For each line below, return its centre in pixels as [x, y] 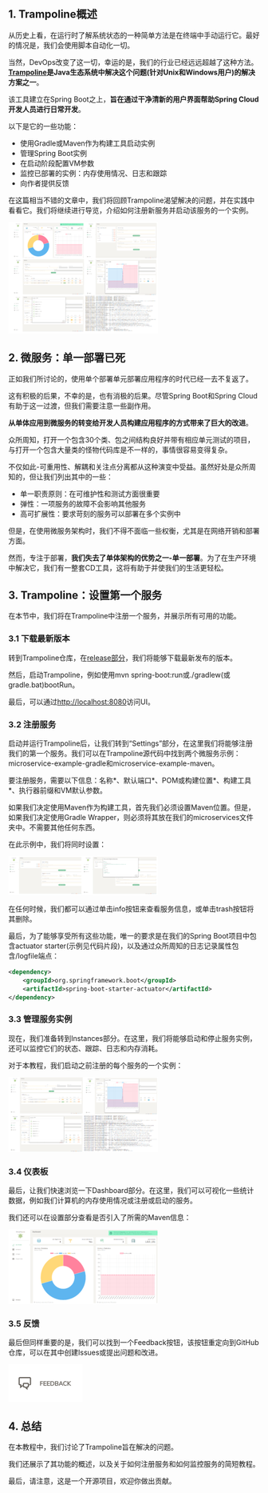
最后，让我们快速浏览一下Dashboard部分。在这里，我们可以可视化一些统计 [131, 1191]
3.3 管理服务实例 [40, 1019]
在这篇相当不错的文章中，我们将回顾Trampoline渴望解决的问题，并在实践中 [132, 200]
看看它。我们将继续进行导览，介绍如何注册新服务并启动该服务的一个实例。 [130, 210]
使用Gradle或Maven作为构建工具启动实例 [87, 143]
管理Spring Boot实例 [53, 153]
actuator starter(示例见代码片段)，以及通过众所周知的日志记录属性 [124, 946]
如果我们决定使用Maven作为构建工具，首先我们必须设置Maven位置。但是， [132, 807]
